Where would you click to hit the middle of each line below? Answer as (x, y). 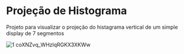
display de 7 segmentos (35, 33)
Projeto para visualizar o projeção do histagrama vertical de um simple (92, 27)
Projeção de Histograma (67, 11)
